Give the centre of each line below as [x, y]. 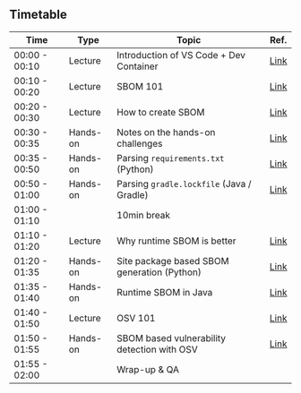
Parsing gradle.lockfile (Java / [184, 184]
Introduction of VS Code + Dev [181, 55]
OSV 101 [136, 318]
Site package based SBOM [173, 261]
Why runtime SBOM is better [176, 241]
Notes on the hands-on [166, 132]
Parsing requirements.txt [170, 158]
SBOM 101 [140, 86]
